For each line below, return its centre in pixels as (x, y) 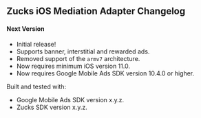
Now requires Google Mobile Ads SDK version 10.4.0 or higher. (105, 73)
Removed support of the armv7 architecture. (78, 58)
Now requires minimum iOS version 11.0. (73, 66)
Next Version (26, 28)
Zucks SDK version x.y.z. (52, 107)
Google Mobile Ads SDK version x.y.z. (70, 99)
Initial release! (36, 44)
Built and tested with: (36, 86)
